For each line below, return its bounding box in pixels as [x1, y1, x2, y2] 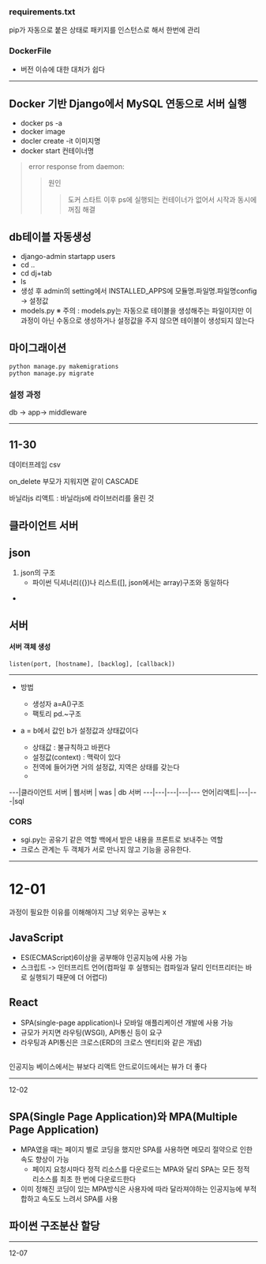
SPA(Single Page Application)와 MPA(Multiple [9, 1110, 238, 1123]
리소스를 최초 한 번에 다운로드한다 [32, 1175, 137, 1183]
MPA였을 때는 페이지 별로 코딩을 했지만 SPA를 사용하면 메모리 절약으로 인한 [20, 1145, 253, 1154]
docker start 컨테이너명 [20, 146, 94, 156]
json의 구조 [20, 568, 56, 578]
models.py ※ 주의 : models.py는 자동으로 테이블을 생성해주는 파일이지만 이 [20, 306, 253, 316]
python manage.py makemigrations [9, 362, 119, 371]
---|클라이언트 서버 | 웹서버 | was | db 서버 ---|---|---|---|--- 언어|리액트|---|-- [9, 787, 257, 797]
